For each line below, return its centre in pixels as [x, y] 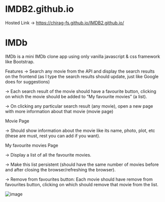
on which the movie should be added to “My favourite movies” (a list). [76, 96]
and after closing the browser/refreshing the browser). [61, 169]
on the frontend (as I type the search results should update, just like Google [82, 76]
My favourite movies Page [32, 145]
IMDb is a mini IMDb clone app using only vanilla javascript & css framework [83, 56]
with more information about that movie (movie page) [59, 111]
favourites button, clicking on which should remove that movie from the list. [82, 184]
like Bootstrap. [20, 61]
